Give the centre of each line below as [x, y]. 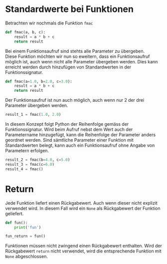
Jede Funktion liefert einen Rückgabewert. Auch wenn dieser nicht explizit [82, 203]
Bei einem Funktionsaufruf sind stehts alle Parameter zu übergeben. [75, 51]
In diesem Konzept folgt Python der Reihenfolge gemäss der [67, 124]
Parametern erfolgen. [27, 151]
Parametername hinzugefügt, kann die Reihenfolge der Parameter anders [81, 135]
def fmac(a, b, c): [25, 32]
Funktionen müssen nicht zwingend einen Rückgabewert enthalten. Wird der [84, 246]
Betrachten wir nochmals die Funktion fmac [49, 23]
